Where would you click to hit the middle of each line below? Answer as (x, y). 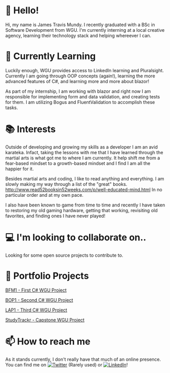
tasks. (12, 108)
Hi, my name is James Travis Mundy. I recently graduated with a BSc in (80, 25)
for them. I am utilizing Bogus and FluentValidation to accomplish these (80, 102)
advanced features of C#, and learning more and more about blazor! (77, 81)
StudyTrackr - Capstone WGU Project (45, 320)
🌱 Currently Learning (51, 56)
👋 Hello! (22, 11)
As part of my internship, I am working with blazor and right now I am (78, 91)
